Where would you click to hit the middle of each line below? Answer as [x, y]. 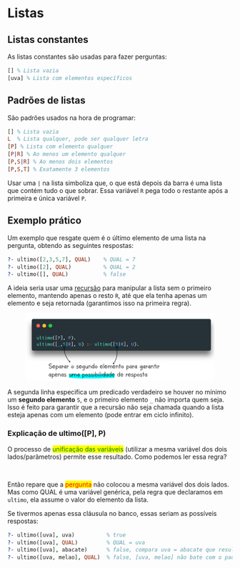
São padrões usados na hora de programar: [71, 118]
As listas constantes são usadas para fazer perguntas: [87, 56]
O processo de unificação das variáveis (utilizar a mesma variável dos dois [117, 449]
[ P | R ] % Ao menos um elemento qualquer [67, 154]
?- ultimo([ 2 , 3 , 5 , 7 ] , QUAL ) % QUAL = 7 [71, 259]
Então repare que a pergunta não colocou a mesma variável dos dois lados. [119, 484]
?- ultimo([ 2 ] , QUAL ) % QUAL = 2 [71, 267]
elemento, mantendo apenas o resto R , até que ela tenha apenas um [107, 296]
